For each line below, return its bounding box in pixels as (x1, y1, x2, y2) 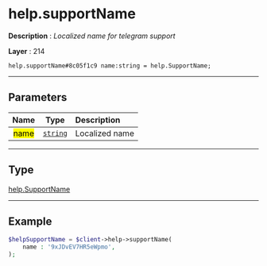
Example (8, 214, 52, 228)
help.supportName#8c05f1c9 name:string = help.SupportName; (8, 61, 212, 70)
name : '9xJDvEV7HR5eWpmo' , (22, 243, 115, 251)
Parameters (8, 91, 68, 104)
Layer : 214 (8, 46, 45, 56)
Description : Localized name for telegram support (8, 31, 176, 40)
